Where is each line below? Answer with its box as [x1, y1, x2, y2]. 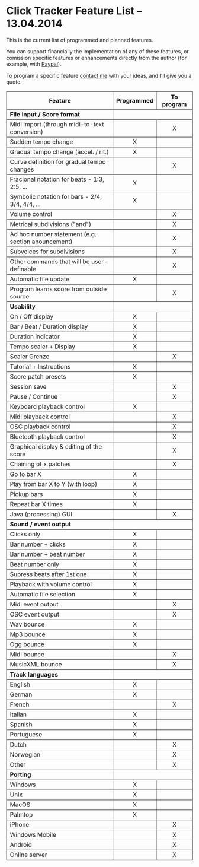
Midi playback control [9, 412, 70, 421]
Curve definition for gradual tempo [9, 157, 106, 166]
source [9, 292, 30, 300]
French [9, 700, 30, 709]
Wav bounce [9, 620, 45, 628]
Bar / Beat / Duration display [9, 322, 88, 331]
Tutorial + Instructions [9, 362, 71, 370]
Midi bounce [9, 650, 45, 658]
